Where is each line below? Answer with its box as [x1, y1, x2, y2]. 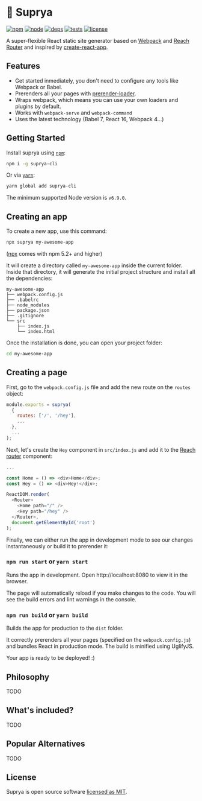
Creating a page [6, 367, 67, 378]
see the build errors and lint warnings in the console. [6, 595, 136, 603]
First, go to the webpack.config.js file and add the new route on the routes [6, 383, 191, 391]
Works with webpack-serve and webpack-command [14, 109, 132, 116]
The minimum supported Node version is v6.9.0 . [6, 194, 127, 201]
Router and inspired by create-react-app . [6, 43, 108, 51]
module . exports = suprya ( [6, 401, 71, 408]
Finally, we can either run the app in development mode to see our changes [6, 536, 194, 543]
